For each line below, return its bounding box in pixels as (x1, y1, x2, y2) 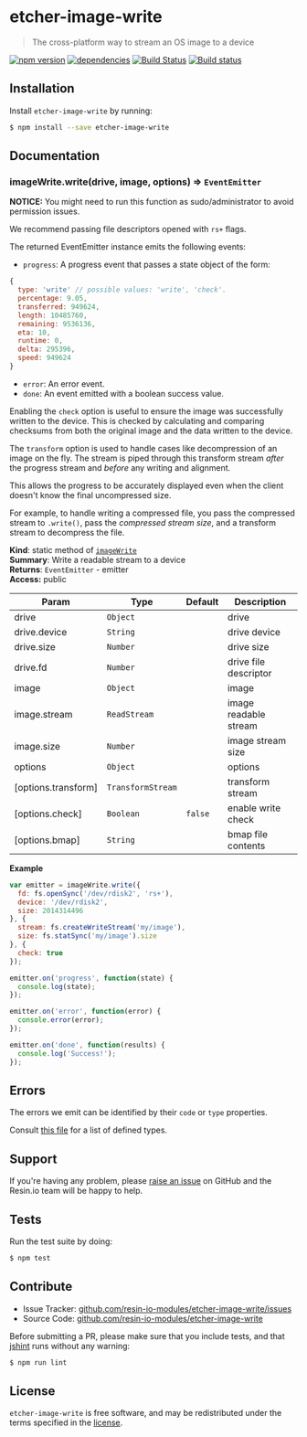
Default (185, 595, 219, 608)
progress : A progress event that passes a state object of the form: (22, 259, 271, 271)
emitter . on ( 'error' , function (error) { (9, 1007, 162, 1017)
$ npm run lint (9, 1357, 68, 1368)
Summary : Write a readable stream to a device (9, 554, 185, 565)
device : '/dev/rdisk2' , (17, 898, 108, 907)
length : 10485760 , (17, 311, 89, 320)
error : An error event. (22, 378, 105, 389)
